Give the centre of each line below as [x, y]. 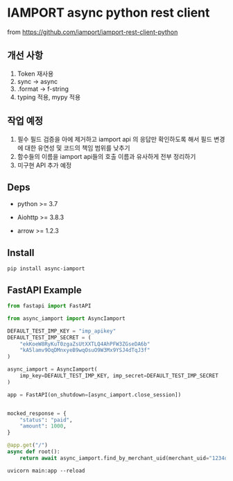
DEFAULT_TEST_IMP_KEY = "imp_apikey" [62, 331]
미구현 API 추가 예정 [44, 165]
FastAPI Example [44, 290]
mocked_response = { [37, 413]
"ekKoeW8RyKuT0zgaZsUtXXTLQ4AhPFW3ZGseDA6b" [85, 344]
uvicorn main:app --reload [46, 471]
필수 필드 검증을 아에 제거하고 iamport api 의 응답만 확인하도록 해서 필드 [115, 139]
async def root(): [34, 452]
